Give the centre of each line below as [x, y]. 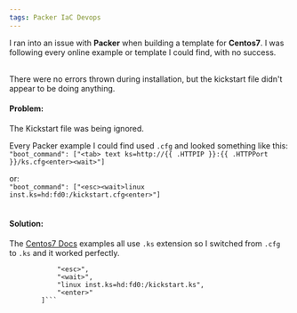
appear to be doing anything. [62, 88]
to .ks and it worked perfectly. [64, 253]
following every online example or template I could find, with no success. [143, 52]
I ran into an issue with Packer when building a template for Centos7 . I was [147, 43]
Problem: [27, 108]
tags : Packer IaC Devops [55, 17]
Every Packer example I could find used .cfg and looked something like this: [149, 145]
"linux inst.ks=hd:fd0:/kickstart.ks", [130, 285]
